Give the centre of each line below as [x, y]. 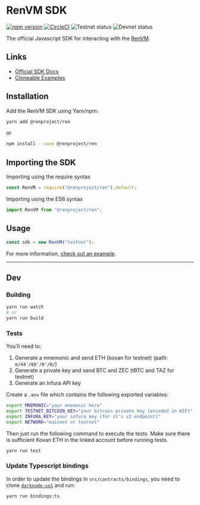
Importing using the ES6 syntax [45, 199]
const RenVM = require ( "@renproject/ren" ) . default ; [71, 188]
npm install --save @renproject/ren [51, 144]
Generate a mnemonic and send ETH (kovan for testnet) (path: [91, 358]
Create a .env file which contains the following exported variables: [87, 395]
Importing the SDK [41, 162]
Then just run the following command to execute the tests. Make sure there [98, 433]
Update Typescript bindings [47, 466]
